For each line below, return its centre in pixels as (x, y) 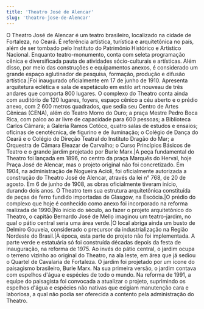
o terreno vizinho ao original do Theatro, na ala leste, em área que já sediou (101, 255)
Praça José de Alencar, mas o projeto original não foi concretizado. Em (95, 165)
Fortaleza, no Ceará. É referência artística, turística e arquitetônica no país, (100, 41)
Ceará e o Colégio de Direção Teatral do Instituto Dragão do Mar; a (90, 138)
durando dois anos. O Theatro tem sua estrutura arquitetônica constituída (98, 190)
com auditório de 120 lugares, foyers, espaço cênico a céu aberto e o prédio (102, 100)
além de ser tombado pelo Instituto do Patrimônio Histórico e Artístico (94, 48)
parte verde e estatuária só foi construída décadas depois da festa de (94, 242)
